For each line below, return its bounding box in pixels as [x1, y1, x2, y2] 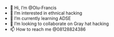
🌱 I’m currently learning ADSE [9, 15, 71, 21]
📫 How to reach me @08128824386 [9, 26, 86, 32]
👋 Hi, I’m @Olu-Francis [9, 5, 56, 10]
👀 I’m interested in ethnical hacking [9, 10, 82, 16]
